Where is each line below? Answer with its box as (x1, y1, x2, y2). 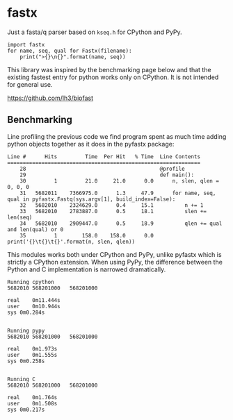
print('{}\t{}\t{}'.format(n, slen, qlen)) (7, 238, 136, 245)
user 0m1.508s (7, 400, 58, 407)
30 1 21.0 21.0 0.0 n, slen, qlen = (19, 177, 219, 185)
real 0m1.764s (7, 394, 58, 401)
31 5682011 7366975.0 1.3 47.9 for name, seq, (19, 190, 216, 196)
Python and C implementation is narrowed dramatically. (7, 265, 166, 274)
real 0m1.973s (7, 345, 58, 352)
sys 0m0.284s (7, 309, 45, 316)
